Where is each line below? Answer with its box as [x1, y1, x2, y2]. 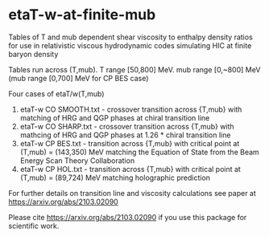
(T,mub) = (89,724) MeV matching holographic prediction [19, 173, 211, 182]
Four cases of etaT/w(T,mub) [8, 88, 105, 98]
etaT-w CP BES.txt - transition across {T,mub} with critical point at [19, 138, 240, 148]
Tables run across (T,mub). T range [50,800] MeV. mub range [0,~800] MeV [8, 64, 261, 74]
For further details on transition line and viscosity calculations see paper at [8, 188, 256, 198]
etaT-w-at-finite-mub [8, 6, 156, 24]
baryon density [8, 49, 59, 59]
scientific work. [8, 221, 60, 231]
